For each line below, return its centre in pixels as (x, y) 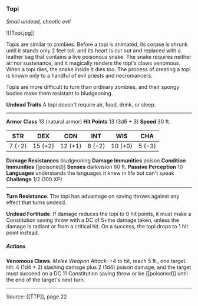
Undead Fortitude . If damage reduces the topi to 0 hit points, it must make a (99, 214)
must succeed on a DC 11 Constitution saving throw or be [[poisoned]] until (97, 274)
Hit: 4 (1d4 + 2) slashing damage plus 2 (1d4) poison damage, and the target (99, 267)
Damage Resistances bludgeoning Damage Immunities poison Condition (96, 161)
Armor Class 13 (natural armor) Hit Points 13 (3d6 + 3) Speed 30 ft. (88, 122)
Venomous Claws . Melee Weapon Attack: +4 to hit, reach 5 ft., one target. (97, 261)
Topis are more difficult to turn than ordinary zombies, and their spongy (93, 87)
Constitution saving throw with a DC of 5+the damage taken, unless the (93, 220)
